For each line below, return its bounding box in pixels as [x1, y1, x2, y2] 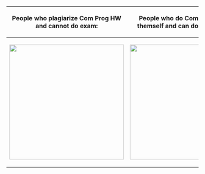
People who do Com [138, 14, 199, 22]
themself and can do [137, 21, 199, 30]
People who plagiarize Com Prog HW [12, 14, 122, 22]
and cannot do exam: [35, 21, 98, 30]
